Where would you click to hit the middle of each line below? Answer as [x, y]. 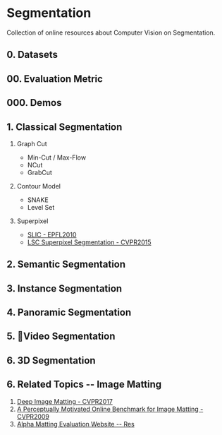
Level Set [41, 207]
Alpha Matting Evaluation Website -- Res [75, 424]
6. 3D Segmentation [51, 360]
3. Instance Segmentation [64, 288]
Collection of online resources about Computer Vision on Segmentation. [111, 32]
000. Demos [34, 103]
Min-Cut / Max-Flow [56, 157]
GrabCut [39, 172]
